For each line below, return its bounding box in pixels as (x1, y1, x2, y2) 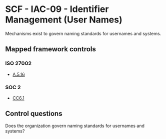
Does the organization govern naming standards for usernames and (5, 123, 145, 129)
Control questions (5, 110, 62, 118)
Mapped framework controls (5, 45, 96, 53)
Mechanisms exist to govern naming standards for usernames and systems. (5, 30, 161, 36)
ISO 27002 (5, 60, 31, 67)
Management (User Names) (5, 14, 122, 25)
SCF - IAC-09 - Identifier (5, 3, 109, 15)
